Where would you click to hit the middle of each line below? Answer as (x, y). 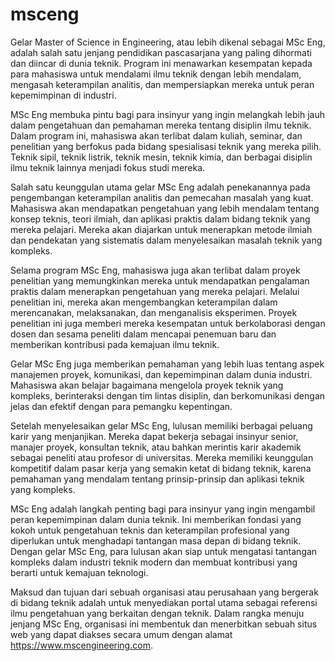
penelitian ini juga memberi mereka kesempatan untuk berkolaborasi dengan (168, 323)
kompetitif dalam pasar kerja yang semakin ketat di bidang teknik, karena (161, 468)
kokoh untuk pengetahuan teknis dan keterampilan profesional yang (150, 530)
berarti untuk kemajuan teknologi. (79, 572)
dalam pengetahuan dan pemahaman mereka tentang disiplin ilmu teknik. (161, 125)
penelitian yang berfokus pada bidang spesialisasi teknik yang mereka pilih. (166, 146)
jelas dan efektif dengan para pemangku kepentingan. (121, 406)
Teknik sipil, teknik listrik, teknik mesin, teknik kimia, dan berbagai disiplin (161, 157)
